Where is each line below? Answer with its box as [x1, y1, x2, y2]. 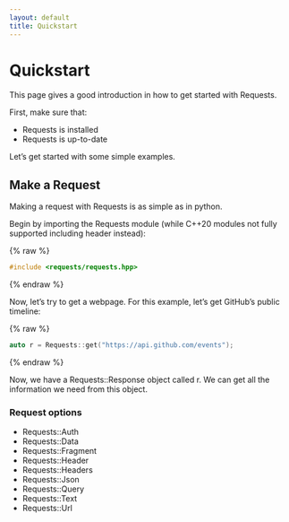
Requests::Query [21, 483, 85, 494]
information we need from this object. [9, 384, 148, 395]
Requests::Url [21, 503, 73, 514]
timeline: [9, 306, 41, 317]
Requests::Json [21, 474, 81, 485]
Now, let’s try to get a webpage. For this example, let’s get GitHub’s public [9, 297, 280, 308]
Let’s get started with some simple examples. [9, 152, 176, 162]
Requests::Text [21, 493, 78, 504]
